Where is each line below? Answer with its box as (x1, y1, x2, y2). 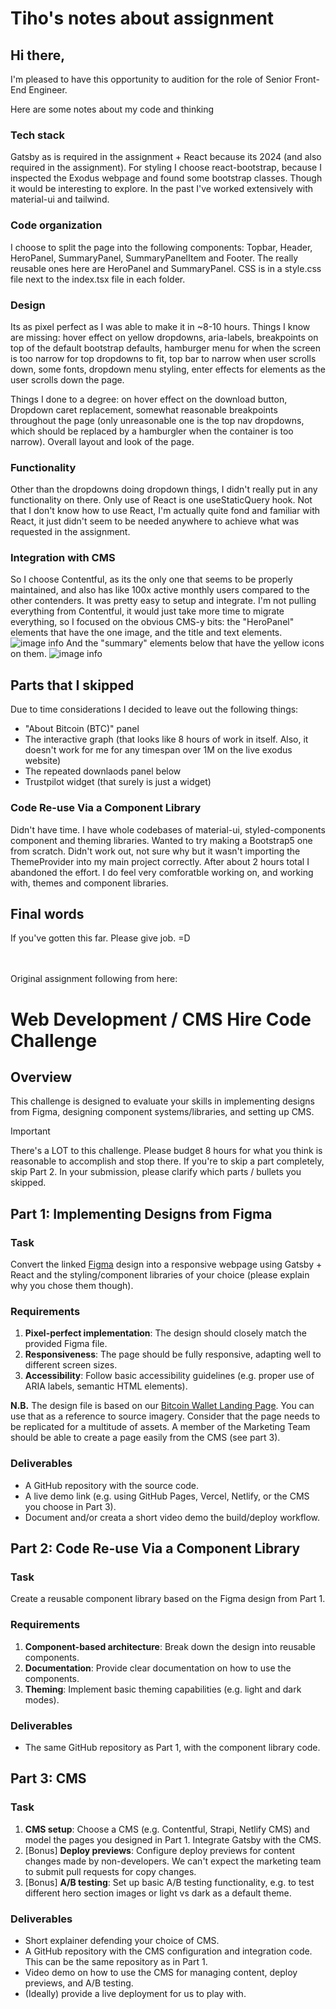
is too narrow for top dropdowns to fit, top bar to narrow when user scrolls (10, 352, 317, 364)
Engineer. (28, 84, 68, 96)
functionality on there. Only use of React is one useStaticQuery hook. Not (10, 494, 313, 506)
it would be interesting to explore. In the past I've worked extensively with (10, 183, 314, 195)
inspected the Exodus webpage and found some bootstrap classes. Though (10, 172, 323, 184)
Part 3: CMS (10, 1770, 87, 1787)
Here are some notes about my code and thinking (10, 103, 215, 115)
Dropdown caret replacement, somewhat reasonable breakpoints (10, 403, 278, 416)
